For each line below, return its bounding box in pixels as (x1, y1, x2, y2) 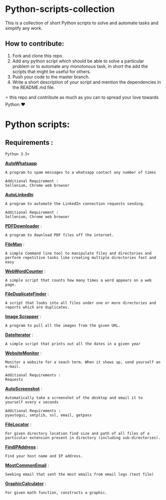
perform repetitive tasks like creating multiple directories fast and (5, 255, 156, 260)
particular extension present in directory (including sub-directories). (5, 435, 161, 440)
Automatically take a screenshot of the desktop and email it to (5, 395, 143, 400)
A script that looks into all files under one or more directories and (5, 300, 156, 306)
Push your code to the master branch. (12, 73, 90, 80)
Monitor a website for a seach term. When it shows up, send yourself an (5, 360, 161, 365)
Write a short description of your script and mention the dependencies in (12, 79, 161, 85)
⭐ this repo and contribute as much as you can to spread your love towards (5, 94, 159, 100)
